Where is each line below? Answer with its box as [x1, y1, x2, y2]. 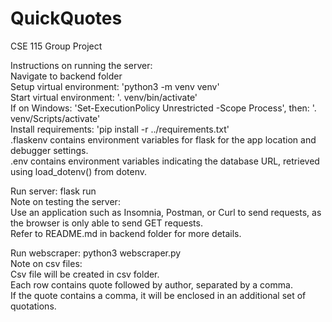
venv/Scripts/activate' [10, 112, 101, 124]
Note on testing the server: [10, 195, 121, 207]
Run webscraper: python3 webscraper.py [10, 247, 182, 259]
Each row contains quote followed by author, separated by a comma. [10, 278, 293, 291]
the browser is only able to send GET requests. [10, 217, 203, 229]
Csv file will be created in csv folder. [10, 268, 160, 280]
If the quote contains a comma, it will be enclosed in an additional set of [10, 289, 307, 301]
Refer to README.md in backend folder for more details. [10, 227, 242, 239]
